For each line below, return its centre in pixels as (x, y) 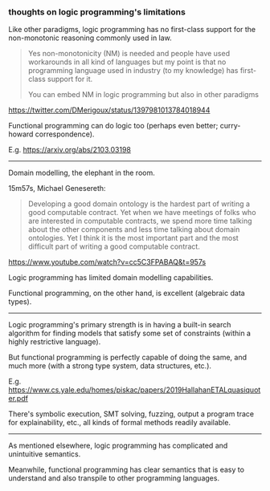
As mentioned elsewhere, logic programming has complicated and (118, 446)
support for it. (70, 79)
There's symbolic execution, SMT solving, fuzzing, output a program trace (131, 414)
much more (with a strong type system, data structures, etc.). (110, 366)
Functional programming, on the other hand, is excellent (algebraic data (127, 293)
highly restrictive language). (55, 342)
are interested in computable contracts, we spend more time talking (140, 221)
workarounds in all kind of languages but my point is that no (127, 62)
